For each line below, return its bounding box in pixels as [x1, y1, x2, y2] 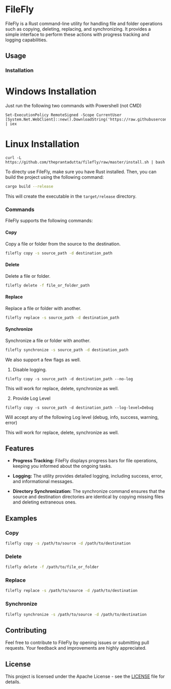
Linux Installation [5, 138, 80, 150]
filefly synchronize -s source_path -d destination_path [5, 347, 129, 352]
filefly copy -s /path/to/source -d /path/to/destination [5, 541, 131, 546]
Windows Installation [5, 86, 97, 98]
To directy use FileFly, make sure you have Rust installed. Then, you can [5, 169, 157, 175]
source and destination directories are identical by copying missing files [12, 494, 164, 500]
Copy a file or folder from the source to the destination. [5, 241, 121, 247]
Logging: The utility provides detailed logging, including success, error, [12, 473, 163, 479]
